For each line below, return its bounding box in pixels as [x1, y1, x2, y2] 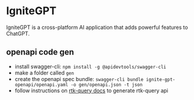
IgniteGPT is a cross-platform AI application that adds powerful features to [6, 24, 188, 31]
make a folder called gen [14, 69, 74, 76]
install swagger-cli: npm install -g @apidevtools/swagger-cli [14, 63, 167, 70]
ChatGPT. [6, 30, 30, 37]
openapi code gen [6, 47, 74, 57]
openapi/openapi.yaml [14, 82, 68, 88]
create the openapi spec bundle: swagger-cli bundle [14, 75, 144, 82]
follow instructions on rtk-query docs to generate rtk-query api [14, 87, 168, 94]
